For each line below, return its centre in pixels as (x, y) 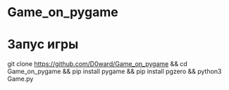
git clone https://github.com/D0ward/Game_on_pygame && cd (98, 64)
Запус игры (43, 45)
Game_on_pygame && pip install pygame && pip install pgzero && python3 (114, 72)
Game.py (20, 79)
